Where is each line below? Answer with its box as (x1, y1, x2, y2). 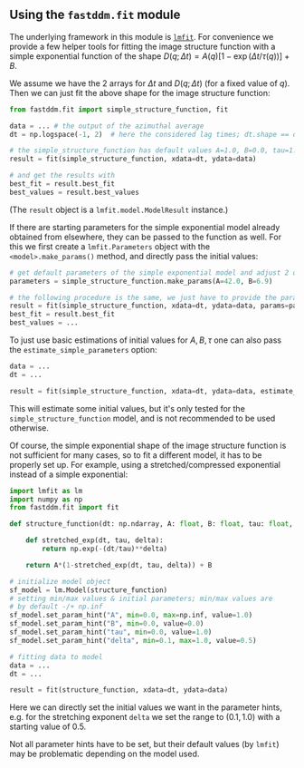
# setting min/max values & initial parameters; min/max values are (9, 594, 273, 603)
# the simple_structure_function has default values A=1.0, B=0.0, (9, 146, 270, 155)
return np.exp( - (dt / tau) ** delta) (42, 544, 168, 554)
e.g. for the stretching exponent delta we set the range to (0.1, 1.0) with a (9, 712, 280, 723)
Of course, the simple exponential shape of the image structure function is (9, 440, 287, 451)
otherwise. (9, 422, 50, 433)
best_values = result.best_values (9, 188, 140, 197)
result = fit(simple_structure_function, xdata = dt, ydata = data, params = (9, 301, 290, 311)
